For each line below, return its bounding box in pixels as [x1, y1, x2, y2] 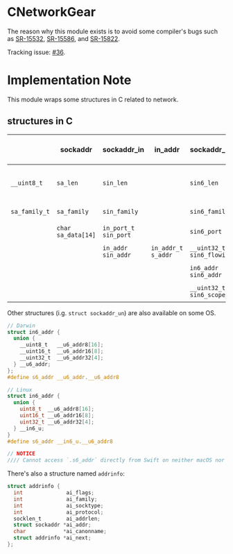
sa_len [56, 178, 78, 187]
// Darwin [7, 322, 36, 329]
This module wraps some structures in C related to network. [7, 95, 179, 103]
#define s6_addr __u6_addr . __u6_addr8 [7, 373, 119, 380]
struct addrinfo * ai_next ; [13, 535, 92, 542]
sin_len [103, 178, 128, 187]
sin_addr [103, 251, 132, 259]
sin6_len [189, 178, 218, 187]
